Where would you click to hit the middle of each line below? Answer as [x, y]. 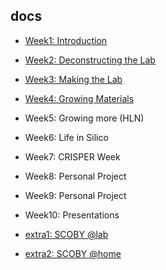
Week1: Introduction [66, 40]
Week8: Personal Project [75, 176]
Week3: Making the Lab [73, 79]
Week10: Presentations [72, 215]
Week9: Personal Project [75, 195]
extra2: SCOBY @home [73, 253]
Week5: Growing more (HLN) [84, 118]
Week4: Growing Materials [79, 98]
